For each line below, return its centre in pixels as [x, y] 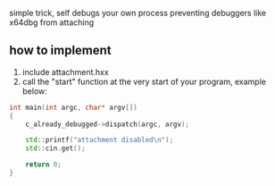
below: [34, 91]
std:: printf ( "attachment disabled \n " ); [100, 140]
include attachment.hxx [65, 72]
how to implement [60, 51]
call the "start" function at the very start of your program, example [144, 81]
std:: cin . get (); [56, 148]
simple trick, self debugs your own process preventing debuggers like [137, 13]
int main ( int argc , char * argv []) [74, 107]
